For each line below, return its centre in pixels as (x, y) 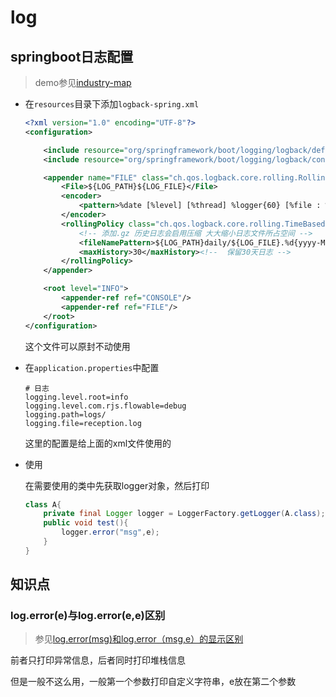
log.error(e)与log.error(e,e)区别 (88, 616)
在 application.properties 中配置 (92, 367)
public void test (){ (86, 523)
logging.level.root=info (76, 397)
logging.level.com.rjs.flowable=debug (105, 406)
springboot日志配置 (72, 56)
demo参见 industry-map (83, 82)
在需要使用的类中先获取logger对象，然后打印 (117, 485)
